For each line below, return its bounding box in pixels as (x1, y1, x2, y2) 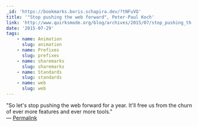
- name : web (17, 80, 46, 86)
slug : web (21, 86, 46, 92)
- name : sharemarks (17, 58, 65, 64)
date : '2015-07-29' (6, 25, 54, 31)
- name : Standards (17, 69, 62, 75)
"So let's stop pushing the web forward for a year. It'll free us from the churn (6, 102, 193, 109)
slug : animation (21, 42, 62, 48)
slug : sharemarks (21, 63, 65, 70)
